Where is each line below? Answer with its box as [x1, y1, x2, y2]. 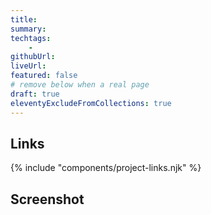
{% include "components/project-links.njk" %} [10, 162, 202, 174]
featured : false [10, 71, 78, 81]
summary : [10, 24, 47, 34]
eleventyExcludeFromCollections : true [10, 98, 172, 108]
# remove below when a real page [10, 80, 150, 90]
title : [10, 14, 38, 25]
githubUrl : [10, 52, 56, 62]
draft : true [10, 89, 60, 99]
